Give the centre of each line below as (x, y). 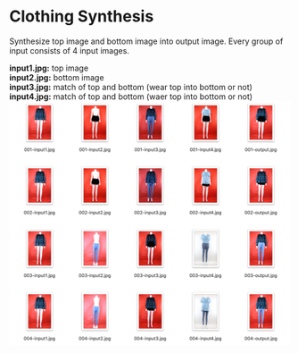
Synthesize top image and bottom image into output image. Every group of (146, 41)
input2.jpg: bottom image (57, 77)
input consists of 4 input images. (69, 50)
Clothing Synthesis (82, 17)
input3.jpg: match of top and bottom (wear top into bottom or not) (131, 87)
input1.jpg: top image (49, 68)
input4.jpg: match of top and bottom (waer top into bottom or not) (131, 97)
